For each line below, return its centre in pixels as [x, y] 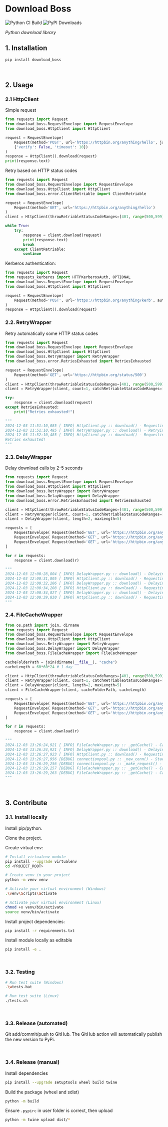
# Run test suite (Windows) [34, 982]
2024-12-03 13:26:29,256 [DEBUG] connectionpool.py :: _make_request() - [84, 764]
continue [32, 254]
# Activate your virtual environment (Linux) [53, 902]
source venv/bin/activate [32, 912]
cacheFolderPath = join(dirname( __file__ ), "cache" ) [61, 662]
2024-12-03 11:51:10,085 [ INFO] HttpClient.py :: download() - [73, 426]
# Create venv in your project [38, 875]
